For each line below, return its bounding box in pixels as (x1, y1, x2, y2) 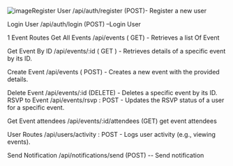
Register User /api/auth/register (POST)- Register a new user (31, 7, 207, 15)
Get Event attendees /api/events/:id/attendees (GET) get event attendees (7, 117, 218, 125)
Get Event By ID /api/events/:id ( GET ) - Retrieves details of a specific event (7, 47, 226, 55)
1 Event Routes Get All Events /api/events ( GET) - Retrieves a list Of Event (7, 33, 220, 42)
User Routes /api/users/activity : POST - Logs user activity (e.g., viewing (7, 131, 216, 138)
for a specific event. (7, 103, 65, 111)
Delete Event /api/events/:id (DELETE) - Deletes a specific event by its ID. (7, 89, 218, 97)
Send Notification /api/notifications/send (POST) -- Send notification (7, 151, 204, 159)
